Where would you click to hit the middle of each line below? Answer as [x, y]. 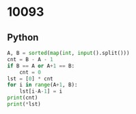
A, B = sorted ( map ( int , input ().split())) [68, 53]
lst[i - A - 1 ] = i [41, 91]
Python [23, 37]
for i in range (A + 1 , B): [42, 85]
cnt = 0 [30, 72]
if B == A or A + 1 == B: [41, 66]
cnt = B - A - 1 [30, 59]
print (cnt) [23, 98]
